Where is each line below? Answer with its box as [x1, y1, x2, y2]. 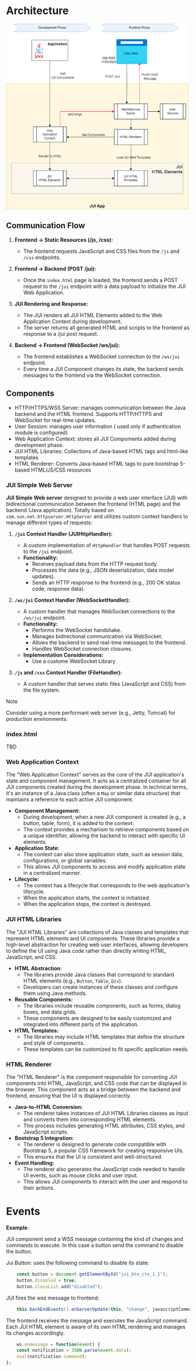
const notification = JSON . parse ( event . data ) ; [16, 1348, 132, 1353]
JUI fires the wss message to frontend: [6, 1294, 100, 1301]
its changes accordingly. [6, 1329, 65, 1336]
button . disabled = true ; [16, 1277, 77, 1283]
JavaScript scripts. [23, 1128, 69, 1136]
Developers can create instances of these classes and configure [23, 983, 178, 990]
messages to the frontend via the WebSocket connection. [23, 372, 162, 379]
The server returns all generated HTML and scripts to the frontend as [23, 324, 190, 331]
